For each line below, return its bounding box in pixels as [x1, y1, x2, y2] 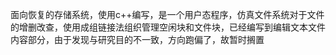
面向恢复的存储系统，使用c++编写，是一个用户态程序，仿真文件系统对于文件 [10, 9, 325, 20]
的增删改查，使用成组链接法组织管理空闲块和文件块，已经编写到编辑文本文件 [10, 21, 326, 33]
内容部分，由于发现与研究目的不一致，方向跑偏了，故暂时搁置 [10, 34, 265, 45]
